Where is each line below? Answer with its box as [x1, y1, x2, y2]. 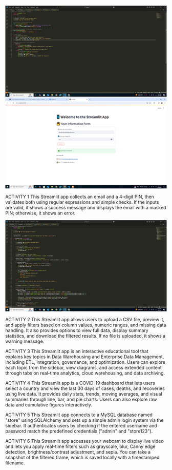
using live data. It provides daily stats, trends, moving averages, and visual [5, 390, 162, 397]
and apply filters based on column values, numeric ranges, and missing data [5, 322, 166, 328]
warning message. [5, 338, 45, 344]
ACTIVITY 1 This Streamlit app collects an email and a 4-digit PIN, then [5, 193, 155, 200]
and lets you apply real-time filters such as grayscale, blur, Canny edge [5, 443, 156, 449]
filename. [5, 460, 25, 466]
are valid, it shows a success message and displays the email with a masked [5, 205, 166, 210]
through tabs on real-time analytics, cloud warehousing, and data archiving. [5, 370, 165, 376]
